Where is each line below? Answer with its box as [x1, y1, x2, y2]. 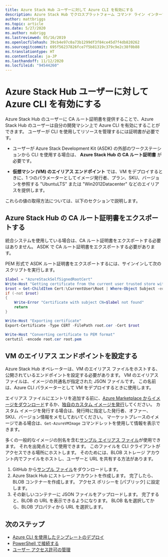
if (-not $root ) [5, 291, 39, 296]
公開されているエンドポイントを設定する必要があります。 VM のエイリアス [5, 372, 159, 378]
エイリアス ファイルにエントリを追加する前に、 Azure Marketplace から [5, 395, 152, 401]
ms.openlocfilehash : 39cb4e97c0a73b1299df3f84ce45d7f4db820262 [5, 40, 140, 45]
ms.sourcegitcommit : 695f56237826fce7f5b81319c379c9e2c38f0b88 [5, 44, 140, 49]
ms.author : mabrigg [5, 30, 46, 35]
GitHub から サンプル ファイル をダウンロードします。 [12, 467, 121, 473]
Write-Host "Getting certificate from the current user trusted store [5, 281, 155, 286]
